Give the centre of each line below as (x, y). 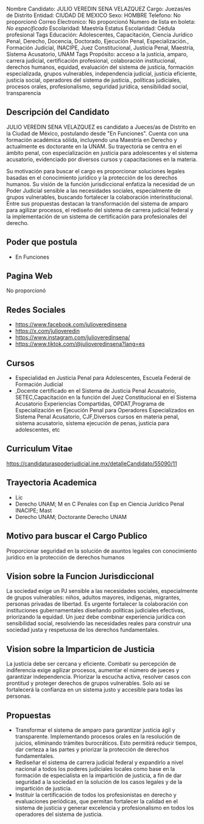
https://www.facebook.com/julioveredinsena (71, 324)
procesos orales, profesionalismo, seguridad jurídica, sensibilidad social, (97, 87)
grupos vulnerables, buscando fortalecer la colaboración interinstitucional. (100, 197)
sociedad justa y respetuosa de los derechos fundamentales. (83, 630)
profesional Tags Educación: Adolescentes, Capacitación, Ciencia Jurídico (100, 35)
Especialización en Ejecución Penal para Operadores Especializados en (105, 410)
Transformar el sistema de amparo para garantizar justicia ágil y (95, 730)
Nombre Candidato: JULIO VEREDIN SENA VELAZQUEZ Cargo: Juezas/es (99, 9)
